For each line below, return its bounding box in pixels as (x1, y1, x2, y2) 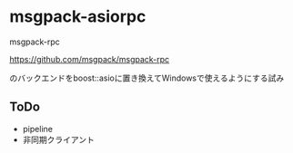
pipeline (22, 123, 53, 134)
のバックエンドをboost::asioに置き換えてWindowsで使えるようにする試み (9, 72, 285, 83)
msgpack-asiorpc (9, 6, 146, 27)
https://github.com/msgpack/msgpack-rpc (9, 53, 170, 64)
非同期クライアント (22, 134, 96, 145)
